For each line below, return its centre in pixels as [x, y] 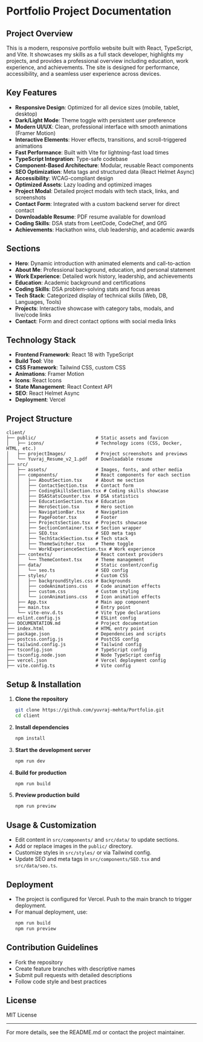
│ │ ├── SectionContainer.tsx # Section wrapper [74, 528]
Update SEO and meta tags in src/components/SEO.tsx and [88, 859]
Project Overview [40, 34]
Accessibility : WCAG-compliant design [64, 178]
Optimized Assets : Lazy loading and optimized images [83, 184]
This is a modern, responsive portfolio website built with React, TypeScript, [100, 48]
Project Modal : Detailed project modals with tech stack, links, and [97, 191]
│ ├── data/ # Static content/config [82, 565]
